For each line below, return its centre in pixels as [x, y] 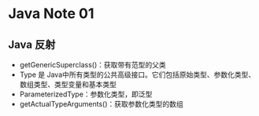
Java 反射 [32, 44]
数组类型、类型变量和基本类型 [68, 84]
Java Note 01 [51, 14]
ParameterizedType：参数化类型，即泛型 [86, 94]
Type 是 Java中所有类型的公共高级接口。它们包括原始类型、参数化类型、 [137, 74]
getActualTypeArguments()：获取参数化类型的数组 [101, 104]
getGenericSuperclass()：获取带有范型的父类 [93, 65]
